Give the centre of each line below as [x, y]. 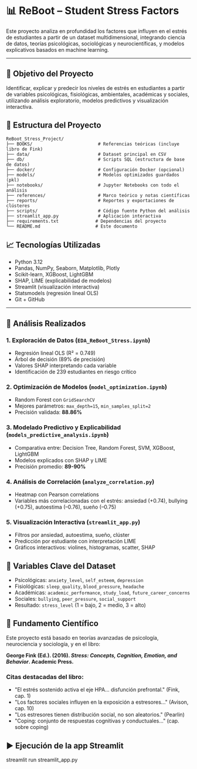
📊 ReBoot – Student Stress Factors [93, 11]
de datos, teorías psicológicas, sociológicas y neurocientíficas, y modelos [95, 44]
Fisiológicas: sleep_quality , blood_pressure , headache [79, 586]
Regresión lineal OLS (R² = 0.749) [55, 353]
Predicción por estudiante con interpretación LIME [75, 541]
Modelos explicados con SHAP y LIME [61, 460]
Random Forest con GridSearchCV [55, 400]
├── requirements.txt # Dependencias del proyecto [86, 221]
